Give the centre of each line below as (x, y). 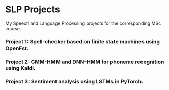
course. (13, 28)
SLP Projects (33, 9)
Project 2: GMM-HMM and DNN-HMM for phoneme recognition (85, 62)
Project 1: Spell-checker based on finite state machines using (83, 41)
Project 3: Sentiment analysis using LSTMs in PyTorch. (74, 81)
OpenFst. (17, 48)
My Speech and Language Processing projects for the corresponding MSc (83, 23)
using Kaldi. (20, 68)
